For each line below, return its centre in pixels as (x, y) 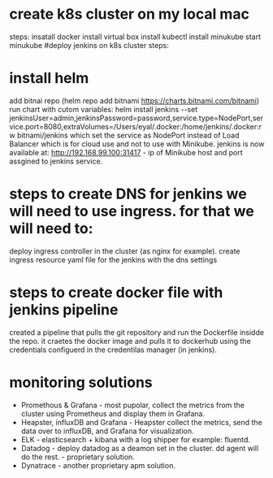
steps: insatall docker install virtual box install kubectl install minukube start (135, 37)
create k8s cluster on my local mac (130, 14)
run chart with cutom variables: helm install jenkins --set (104, 109)
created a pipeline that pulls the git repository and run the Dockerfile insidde (137, 332)
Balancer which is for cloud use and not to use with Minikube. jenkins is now (137, 144)
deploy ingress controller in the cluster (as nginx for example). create (125, 251)
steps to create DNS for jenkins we (128, 194)
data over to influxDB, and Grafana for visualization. (107, 431)
